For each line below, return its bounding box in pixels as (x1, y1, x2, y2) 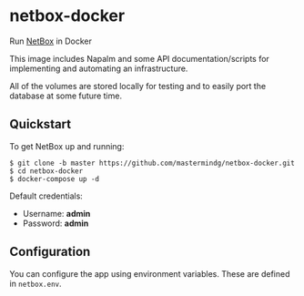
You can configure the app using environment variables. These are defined (9, 268, 290, 279)
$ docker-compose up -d (9, 174, 100, 183)
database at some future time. (9, 90, 123, 101)
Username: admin (22, 208, 91, 219)
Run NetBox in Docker (9, 36, 93, 46)
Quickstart (9, 117, 72, 132)
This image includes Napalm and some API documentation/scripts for (9, 53, 270, 64)
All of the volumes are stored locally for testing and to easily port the (9, 80, 267, 91)
